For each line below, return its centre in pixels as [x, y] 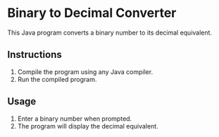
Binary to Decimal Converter [92, 13]
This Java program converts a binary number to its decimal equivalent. [110, 32]
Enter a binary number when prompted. [75, 119]
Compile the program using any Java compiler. [85, 71]
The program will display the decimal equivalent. [88, 126]
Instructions [35, 55]
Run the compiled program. [57, 79]
